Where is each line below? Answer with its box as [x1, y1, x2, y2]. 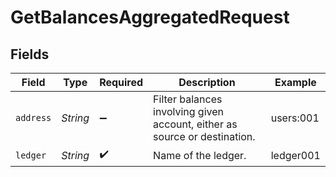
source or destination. [153, 130, 256, 143]
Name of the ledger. [153, 148, 247, 162]
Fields [10, 46, 50, 63]
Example [274, 76, 317, 89]
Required [99, 76, 144, 89]
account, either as [153, 117, 238, 131]
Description [178, 76, 236, 89]
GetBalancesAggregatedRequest [10, 6, 290, 29]
